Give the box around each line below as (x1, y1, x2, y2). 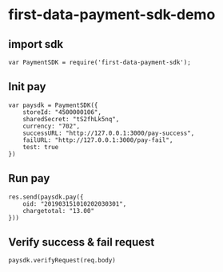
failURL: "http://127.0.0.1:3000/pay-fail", (22, 136, 173, 144)
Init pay (8, 80, 46, 93)
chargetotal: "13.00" (22, 207, 94, 215)
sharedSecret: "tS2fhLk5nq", (22, 115, 120, 123)
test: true (22, 143, 59, 151)
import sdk (8, 37, 64, 51)
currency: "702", (22, 122, 81, 130)
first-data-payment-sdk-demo (8, 6, 216, 24)
